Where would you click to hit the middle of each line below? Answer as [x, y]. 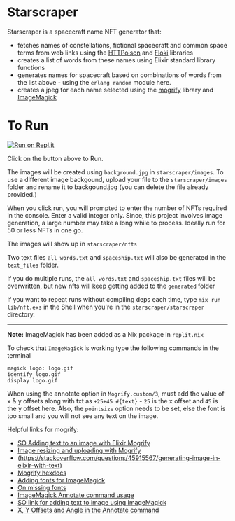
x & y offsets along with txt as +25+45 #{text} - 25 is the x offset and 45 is [113, 401]
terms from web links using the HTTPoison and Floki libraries [105, 53]
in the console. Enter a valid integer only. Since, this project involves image [115, 215]
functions [31, 67]
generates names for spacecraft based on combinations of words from [119, 75]
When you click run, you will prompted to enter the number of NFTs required [117, 208]
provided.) [22, 194]
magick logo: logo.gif [40, 368]
